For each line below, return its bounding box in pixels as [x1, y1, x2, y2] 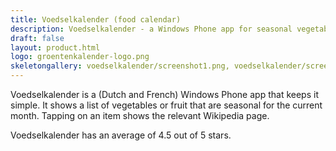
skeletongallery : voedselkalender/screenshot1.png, [10, 61, 230, 71]
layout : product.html [10, 42, 101, 53]
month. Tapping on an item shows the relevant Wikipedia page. [10, 110, 270, 121]
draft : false [10, 33, 65, 43]
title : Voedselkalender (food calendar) [10, 14, 182, 25]
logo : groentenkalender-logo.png [10, 52, 150, 62]
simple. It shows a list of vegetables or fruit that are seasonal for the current [10, 99, 323, 111]
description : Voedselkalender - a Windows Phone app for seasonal [10, 24, 293, 34]
